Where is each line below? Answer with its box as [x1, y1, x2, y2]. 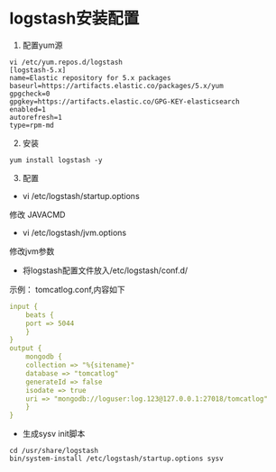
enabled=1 [9, 104, 47, 113]
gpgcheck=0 [9, 89, 51, 98]
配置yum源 [22, 40, 63, 50]
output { [9, 344, 42, 353]
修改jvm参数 [9, 245, 55, 257]
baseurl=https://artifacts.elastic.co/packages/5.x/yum [9, 81, 224, 90]
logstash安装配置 [9, 8, 140, 29]
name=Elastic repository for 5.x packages [9, 73, 171, 82]
